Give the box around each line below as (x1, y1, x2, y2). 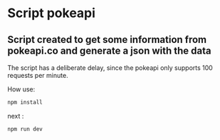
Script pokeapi (7, 5, 96, 21)
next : (7, 111, 24, 120)
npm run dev (7, 125, 43, 133)
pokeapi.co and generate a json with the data (7, 44, 211, 56)
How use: (7, 85, 36, 94)
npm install (7, 99, 43, 106)
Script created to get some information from (7, 34, 207, 46)
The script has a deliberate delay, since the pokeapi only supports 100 (7, 64, 214, 72)
